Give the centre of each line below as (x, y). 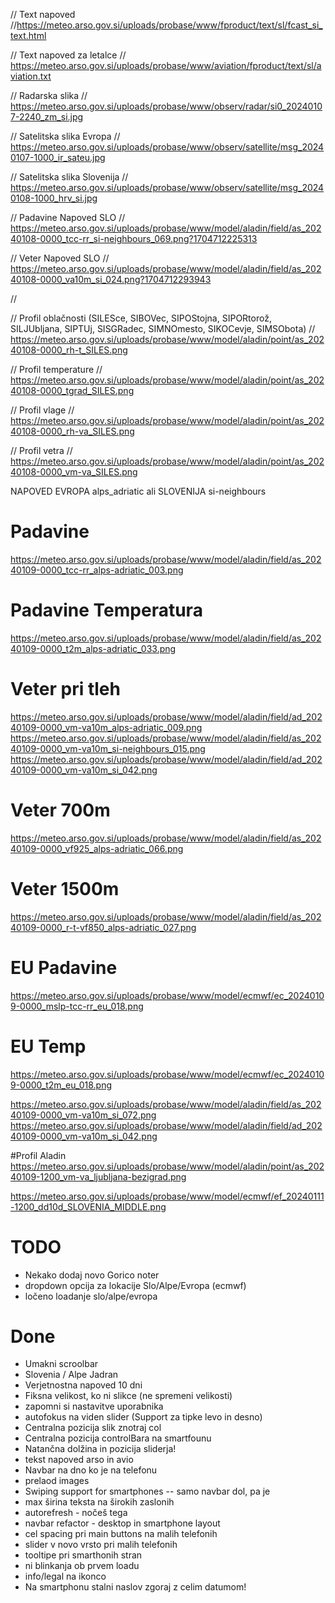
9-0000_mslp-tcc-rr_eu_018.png (77, 1006)
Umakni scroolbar (61, 1364)
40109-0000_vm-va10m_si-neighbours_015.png (108, 748)
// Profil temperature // (56, 369)
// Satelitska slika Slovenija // (69, 177)
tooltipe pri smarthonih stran (83, 1555)
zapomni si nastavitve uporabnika (94, 1406)
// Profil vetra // (41, 450)
